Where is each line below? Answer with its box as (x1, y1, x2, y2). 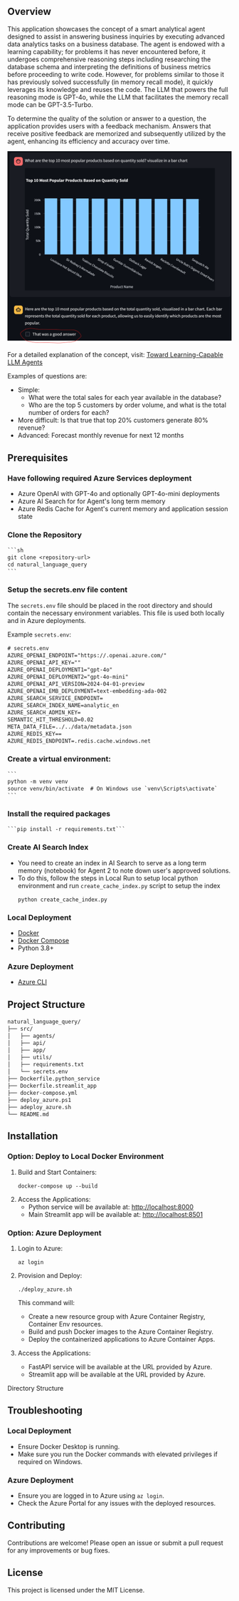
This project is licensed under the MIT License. (7, 1585, 145, 1594)
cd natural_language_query (7, 561, 87, 569)
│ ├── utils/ (7, 1054, 53, 1061)
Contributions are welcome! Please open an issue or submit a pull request (7, 1538, 224, 1547)
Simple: (17, 386, 41, 394)
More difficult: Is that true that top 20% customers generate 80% (17, 416, 208, 425)
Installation (7, 1130, 58, 1143)
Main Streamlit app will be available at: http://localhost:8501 (28, 1210, 203, 1218)
